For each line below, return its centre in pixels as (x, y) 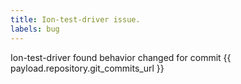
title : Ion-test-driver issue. (75, 19)
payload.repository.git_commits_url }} (87, 68)
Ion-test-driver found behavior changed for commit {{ (121, 57)
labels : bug (35, 29)
